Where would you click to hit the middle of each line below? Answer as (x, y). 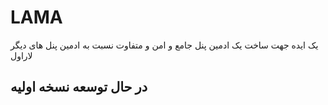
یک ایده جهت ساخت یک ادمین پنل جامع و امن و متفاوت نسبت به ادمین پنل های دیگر (164, 45)
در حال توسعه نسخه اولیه (79, 87)
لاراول (21, 55)
